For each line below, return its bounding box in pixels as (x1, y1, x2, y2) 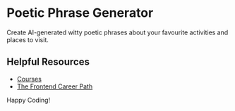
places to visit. (6, 35, 49, 44)
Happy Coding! (6, 96, 51, 104)
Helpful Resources (6, 56, 90, 68)
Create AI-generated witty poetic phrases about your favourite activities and (6, 28, 229, 37)
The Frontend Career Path (16, 82, 93, 91)
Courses (16, 74, 42, 83)
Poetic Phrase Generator (6, 5, 154, 21)
